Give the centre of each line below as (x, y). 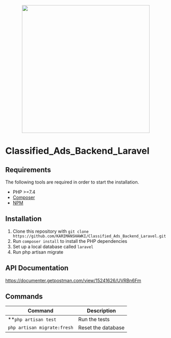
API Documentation (37, 268)
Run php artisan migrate (38, 252)
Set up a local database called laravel (53, 246)
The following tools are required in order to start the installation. (72, 182)
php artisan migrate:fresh (41, 328)
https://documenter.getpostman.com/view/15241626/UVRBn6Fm (73, 280)
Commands (24, 297)
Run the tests (94, 320)
